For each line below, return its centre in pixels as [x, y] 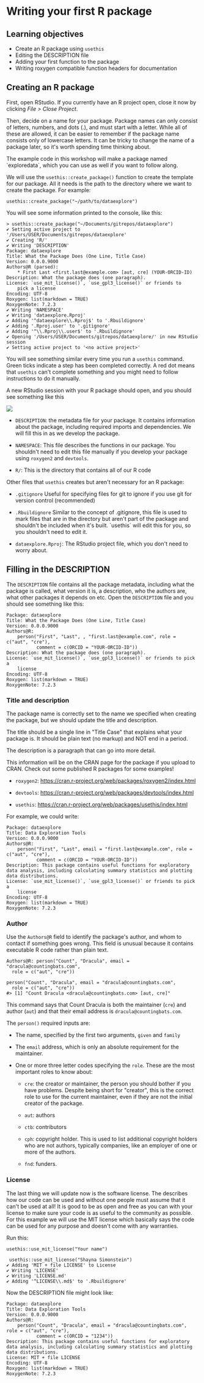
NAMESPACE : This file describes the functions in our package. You [95, 445]
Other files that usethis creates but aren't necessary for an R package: [95, 482]
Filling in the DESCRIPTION [58, 570]
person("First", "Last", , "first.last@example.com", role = [97, 636]
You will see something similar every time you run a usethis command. [95, 359]
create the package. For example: [49, 190]
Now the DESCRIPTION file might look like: [60, 1292]
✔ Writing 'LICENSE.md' [37, 1276]
